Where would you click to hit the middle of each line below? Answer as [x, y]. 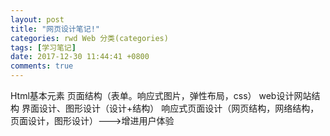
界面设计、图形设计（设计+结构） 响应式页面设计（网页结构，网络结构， [170, 108]
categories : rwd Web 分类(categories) [89, 38]
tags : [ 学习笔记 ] [43, 47]
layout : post [37, 19]
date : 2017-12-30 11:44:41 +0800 [80, 57]
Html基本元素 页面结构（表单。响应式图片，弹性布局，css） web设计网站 [161, 95]
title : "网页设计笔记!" [55, 29]
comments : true [42, 66]
